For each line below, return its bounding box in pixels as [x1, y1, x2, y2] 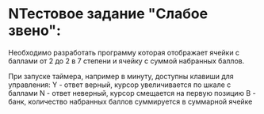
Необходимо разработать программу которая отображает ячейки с [8, 47, 240, 57]
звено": [8, 21, 62, 40]
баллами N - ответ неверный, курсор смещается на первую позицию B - [8, 88, 256, 97]
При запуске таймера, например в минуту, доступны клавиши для [8, 71, 234, 81]
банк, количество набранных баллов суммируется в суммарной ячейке [8, 97, 253, 106]
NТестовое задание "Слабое [8, 5, 209, 23]
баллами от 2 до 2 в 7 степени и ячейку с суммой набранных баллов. [8, 56, 245, 66]
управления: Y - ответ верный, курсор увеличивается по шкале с [8, 80, 231, 89]
